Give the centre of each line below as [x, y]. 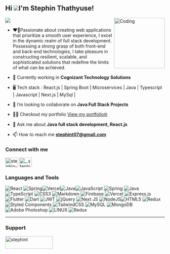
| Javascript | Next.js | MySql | [44, 94]
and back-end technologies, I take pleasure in [60, 51]
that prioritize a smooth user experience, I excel [62, 35]
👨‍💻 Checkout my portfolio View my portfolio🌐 [60, 114]
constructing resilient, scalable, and [50, 57]
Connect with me [27, 149]
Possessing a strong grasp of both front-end [59, 46]
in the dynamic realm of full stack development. [62, 40]
